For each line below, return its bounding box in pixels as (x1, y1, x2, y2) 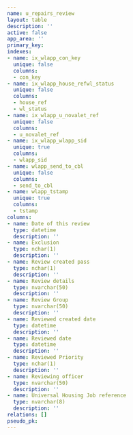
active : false (7, 29, 48, 36)
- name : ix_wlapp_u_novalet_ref (7, 112, 99, 119)
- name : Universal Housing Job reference (7, 392, 127, 399)
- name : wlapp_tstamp (7, 188, 69, 195)
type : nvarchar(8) (13, 399, 66, 406)
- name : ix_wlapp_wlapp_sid (7, 138, 87, 145)
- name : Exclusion (7, 239, 59, 247)
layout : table (7, 16, 48, 23)
